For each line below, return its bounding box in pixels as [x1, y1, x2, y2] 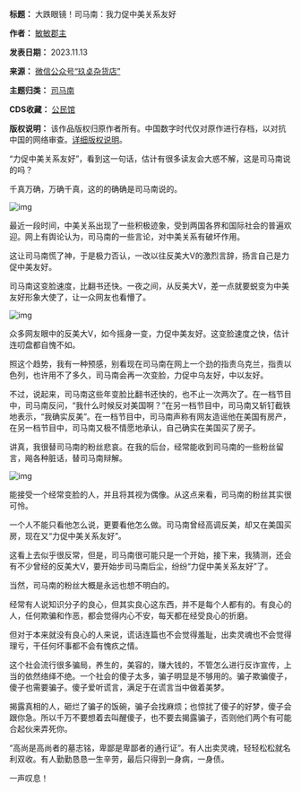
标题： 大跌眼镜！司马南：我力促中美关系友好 [9, 9, 176, 19]
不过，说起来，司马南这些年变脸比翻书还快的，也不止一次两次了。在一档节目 [9, 389, 292, 399]
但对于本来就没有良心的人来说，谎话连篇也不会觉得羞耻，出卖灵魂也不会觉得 [9, 630, 292, 640]
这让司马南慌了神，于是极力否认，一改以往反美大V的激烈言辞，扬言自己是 [9, 250, 282, 261]
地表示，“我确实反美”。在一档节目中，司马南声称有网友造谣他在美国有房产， [9, 412, 291, 422]
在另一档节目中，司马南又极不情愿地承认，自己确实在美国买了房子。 [9, 422, 261, 433]
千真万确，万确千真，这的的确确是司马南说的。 [9, 184, 182, 194]
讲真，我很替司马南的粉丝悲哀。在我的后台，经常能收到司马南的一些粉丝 [9, 441, 276, 452]
